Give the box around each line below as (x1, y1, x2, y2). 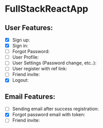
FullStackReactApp (5, 3, 88, 15)
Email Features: (5, 92, 56, 101)
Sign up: (12, 37, 30, 43)
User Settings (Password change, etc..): (12, 60, 97, 66)
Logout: (12, 77, 29, 83)
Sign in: (12, 43, 29, 49)
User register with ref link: (12, 66, 68, 72)
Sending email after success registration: (12, 106, 99, 112)
